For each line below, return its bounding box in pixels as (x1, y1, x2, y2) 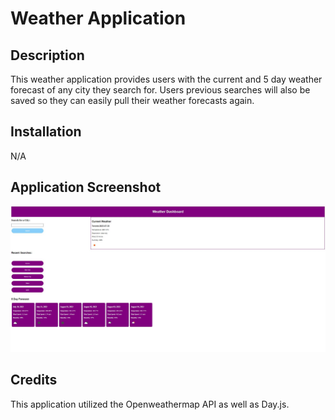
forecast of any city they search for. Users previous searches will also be (10, 84, 311, 96)
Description (10, 47, 85, 64)
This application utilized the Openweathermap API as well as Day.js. (10, 398, 290, 410)
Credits (10, 372, 58, 389)
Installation (10, 123, 82, 141)
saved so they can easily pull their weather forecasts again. (10, 95, 255, 106)
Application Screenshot (10, 179, 162, 196)
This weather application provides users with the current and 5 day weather (10, 73, 323, 85)
